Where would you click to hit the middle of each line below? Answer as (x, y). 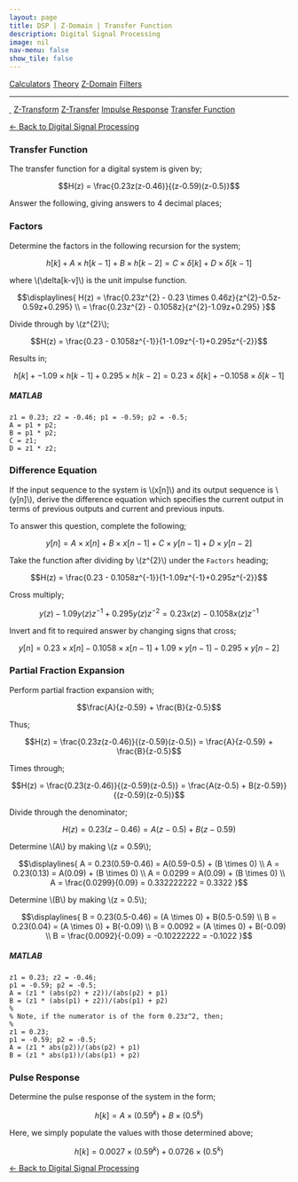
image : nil (29, 42)
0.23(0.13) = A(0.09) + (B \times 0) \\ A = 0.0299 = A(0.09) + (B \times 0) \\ (149, 873)
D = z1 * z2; (33, 448)
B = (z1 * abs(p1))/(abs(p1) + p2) (75, 1055)
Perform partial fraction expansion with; (82, 689)
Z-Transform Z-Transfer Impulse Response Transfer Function (124, 109)
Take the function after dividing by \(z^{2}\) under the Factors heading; (139, 560)
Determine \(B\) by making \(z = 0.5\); (78, 899)
